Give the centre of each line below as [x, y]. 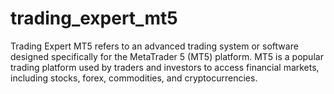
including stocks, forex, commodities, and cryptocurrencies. [134, 78]
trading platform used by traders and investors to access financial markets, [165, 67]
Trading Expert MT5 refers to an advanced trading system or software [154, 46]
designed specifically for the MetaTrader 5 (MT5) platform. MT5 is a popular [167, 56]
